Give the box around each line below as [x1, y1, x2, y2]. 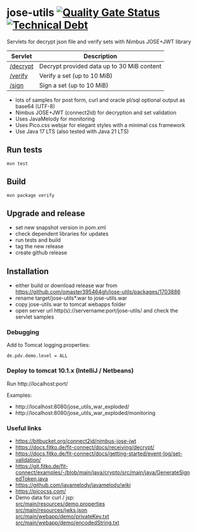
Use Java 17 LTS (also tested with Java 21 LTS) [15, 128, 129, 135]
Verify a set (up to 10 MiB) [39, 72, 113, 80]
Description [83, 52, 117, 60]
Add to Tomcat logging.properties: [6, 342, 90, 349]
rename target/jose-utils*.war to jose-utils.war [15, 294, 127, 301]
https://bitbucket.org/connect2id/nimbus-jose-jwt [15, 437, 136, 445]
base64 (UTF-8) [15, 102, 55, 109]
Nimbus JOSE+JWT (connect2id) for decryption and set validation [15, 109, 176, 116]
